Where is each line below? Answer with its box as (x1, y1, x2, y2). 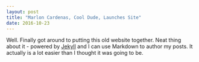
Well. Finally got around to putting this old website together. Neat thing (6, 37, 182, 44)
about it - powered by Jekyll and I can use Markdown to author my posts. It (6, 43, 193, 50)
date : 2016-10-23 (6, 20, 50, 26)
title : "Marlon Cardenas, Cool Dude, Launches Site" (6, 14, 142, 20)
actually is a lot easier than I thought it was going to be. (6, 49, 144, 57)
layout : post (6, 8, 39, 15)
